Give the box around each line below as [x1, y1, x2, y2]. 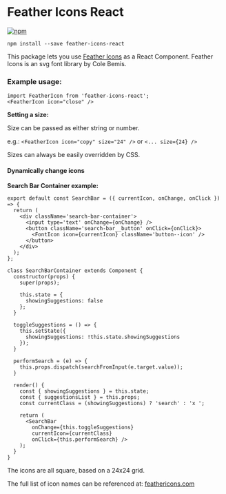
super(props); [19, 280, 60, 287]
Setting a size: [7, 111, 50, 119]
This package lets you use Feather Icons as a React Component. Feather [7, 52, 214, 61]
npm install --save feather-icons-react [7, 40, 125, 47]
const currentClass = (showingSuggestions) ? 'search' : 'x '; [19, 400, 205, 407]
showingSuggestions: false [25, 298, 103, 305]
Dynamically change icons [7, 166, 85, 174]
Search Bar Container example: [7, 182, 99, 190]
